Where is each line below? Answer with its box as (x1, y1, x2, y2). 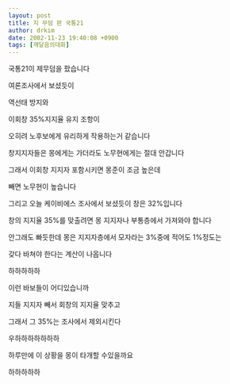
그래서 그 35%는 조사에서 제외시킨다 (8, 317, 121, 326)
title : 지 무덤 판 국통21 (8, 19, 84, 27)
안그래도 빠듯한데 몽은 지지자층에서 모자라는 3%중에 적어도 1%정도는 (8, 232, 222, 242)
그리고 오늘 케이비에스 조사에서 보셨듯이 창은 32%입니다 (8, 199, 182, 209)
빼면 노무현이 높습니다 (8, 182, 77, 191)
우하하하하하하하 (8, 334, 60, 344)
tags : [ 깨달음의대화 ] (8, 41, 70, 49)
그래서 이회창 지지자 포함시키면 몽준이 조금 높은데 (8, 165, 161, 175)
